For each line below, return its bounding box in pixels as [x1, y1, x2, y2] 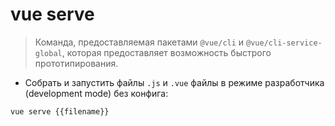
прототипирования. [34, 57, 119, 69]
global [34, 48, 63, 58]
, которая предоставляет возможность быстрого [61, 46, 272, 58]
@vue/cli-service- [246, 38, 323, 48]
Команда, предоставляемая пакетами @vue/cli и [34, 36, 245, 48]
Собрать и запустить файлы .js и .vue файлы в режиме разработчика [24, 76, 325, 88]
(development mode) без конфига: [24, 87, 169, 99]
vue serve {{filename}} [10, 106, 110, 117]
